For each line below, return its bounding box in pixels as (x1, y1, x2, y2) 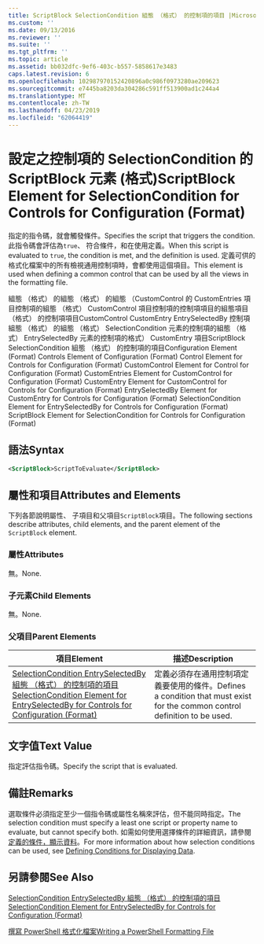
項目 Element (55, 654, 104, 665)
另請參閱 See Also (8, 871, 94, 884)
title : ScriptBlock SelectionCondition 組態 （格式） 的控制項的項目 (8, 11, 225, 20)
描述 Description (172, 654, 233, 665)
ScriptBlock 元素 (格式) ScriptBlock (8, 170, 236, 188)
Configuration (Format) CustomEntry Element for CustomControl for (8, 377, 228, 386)
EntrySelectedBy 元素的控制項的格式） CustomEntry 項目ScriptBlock (23, 333, 246, 342)
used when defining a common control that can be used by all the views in (8, 269, 249, 278)
